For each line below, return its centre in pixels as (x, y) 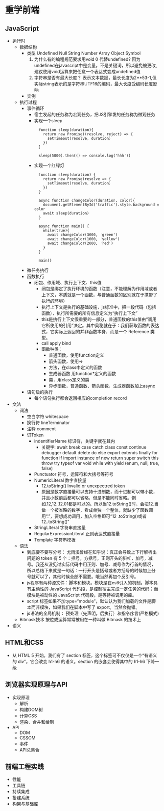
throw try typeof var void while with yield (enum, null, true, (100, 463)
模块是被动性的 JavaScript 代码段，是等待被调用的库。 (82, 595)
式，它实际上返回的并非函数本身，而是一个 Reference (95, 331)
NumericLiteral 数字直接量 (60, 480)
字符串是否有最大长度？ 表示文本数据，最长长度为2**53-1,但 (95, 78)
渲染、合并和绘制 (37, 722)
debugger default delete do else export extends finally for (100, 453)
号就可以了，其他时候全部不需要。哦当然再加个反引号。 (82, 576)
